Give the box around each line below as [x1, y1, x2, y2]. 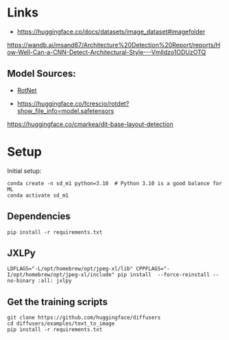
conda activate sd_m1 [7, 192, 69, 199]
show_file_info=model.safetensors [16, 106, 114, 114]
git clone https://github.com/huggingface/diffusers [7, 314, 161, 321]
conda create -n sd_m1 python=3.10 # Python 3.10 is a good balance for [7, 180, 223, 186]
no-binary [7, 278, 36, 284]
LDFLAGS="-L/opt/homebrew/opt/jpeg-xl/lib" [7, 265, 134, 272]
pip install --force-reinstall [117, 271, 210, 278]
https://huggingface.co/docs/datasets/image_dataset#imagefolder [16, 27, 206, 36]
